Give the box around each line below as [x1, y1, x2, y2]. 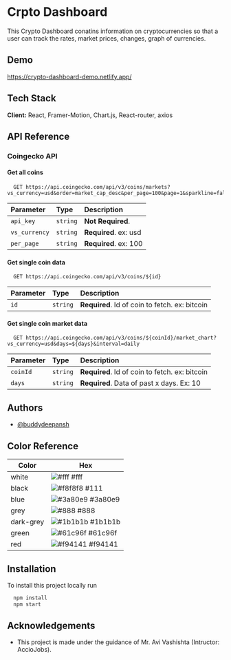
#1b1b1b [89, 517, 121, 527]
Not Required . [84, 216, 131, 226]
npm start [13, 601, 41, 608]
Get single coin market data [7, 319, 88, 327]
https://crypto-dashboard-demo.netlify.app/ [7, 72, 132, 81]
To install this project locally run [7, 581, 98, 589]
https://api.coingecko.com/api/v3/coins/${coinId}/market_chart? [25, 335, 217, 342]
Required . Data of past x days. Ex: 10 [80, 378, 201, 388]
